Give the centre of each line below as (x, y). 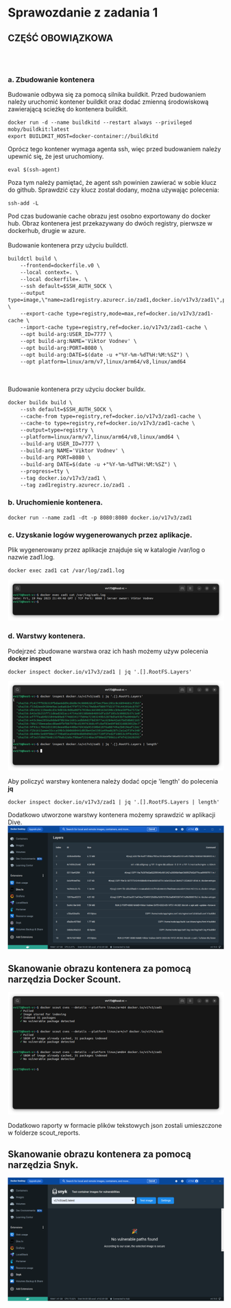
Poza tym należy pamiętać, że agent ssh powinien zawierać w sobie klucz (112, 183)
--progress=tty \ (45, 472)
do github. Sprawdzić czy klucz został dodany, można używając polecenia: (113, 190)
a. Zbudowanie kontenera (51, 79)
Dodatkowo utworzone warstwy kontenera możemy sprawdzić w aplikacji (111, 815)
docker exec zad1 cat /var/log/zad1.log (66, 570)
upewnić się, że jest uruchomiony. (56, 157)
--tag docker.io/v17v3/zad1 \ (63, 478)
